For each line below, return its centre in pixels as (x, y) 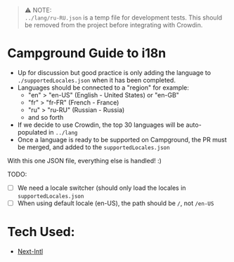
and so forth (46, 117)
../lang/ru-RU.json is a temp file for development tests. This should (123, 18)
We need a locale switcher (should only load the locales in (102, 188)
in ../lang (63, 132)
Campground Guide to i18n (87, 54)
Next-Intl (30, 251)
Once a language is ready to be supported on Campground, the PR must (122, 139)
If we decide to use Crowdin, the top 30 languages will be (101, 125)
